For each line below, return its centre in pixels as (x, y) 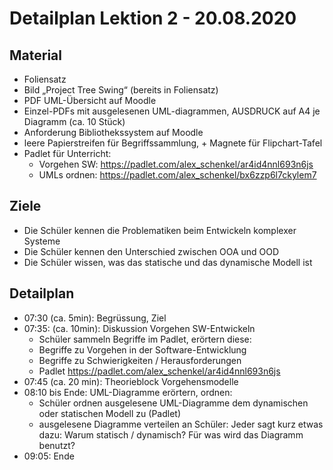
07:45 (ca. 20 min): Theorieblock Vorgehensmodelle (131, 381)
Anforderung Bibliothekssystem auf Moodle (113, 132)
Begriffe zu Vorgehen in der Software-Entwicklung (142, 349)
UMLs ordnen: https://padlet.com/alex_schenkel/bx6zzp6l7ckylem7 (177, 175)
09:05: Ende (49, 456)
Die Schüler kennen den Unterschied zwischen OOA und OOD (151, 251)
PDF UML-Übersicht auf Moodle (90, 100)
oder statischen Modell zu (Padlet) (109, 413)
